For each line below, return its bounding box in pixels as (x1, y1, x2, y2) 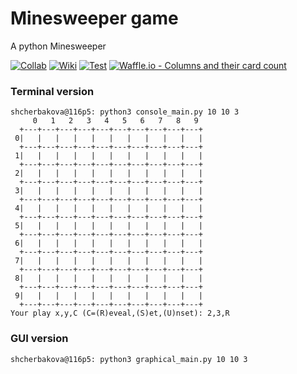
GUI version (10, 332, 69, 346)
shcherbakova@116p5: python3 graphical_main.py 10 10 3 (10, 354, 248, 364)
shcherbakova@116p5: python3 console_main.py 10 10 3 (10, 107, 240, 117)
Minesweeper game (10, 7, 179, 30)
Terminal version (10, 84, 95, 98)
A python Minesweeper (10, 40, 107, 52)
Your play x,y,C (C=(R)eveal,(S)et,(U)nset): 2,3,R (10, 308, 230, 319)
